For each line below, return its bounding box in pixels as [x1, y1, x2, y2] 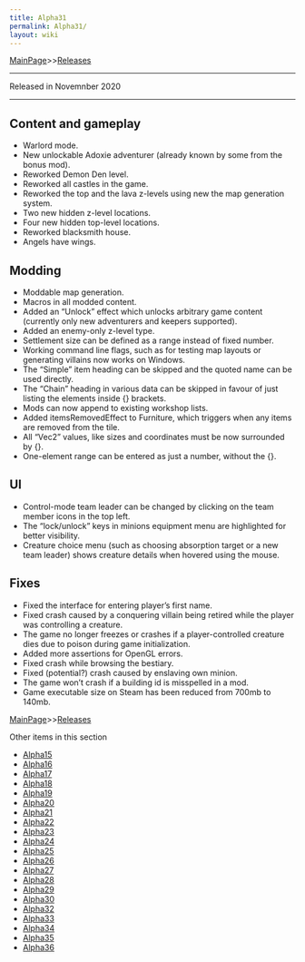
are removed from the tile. [22, 422, 120, 432]
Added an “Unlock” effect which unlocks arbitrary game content [22, 306, 263, 317]
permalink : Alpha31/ [9, 22, 88, 31]
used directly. [22, 374, 74, 384]
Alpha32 [22, 903, 54, 914]
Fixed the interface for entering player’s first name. [22, 600, 213, 611]
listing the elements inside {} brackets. [22, 393, 166, 404]
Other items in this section [9, 731, 107, 742]
